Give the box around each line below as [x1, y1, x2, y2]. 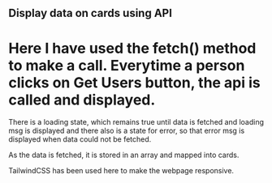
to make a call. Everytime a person [8, 56, 245, 74]
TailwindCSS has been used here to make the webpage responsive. [8, 166, 234, 176]
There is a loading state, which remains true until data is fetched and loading [8, 117, 265, 127]
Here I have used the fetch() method [8, 39, 257, 57]
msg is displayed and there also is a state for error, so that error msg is [8, 126, 245, 136]
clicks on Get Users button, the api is [8, 73, 261, 91]
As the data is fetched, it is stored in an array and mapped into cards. [8, 150, 240, 160]
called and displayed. [8, 91, 156, 109]
